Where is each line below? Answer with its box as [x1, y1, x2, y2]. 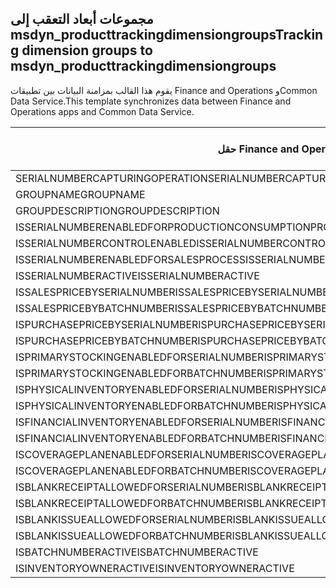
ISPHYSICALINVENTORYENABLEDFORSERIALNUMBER [15, 382, 275, 396]
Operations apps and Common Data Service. [10, 105, 195, 117]
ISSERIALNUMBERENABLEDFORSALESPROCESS [15, 252, 247, 266]
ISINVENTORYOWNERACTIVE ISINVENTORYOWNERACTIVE [15, 561, 295, 575]
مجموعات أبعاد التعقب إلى [10, 11, 154, 28]
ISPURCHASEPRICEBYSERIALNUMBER [15, 317, 199, 331]
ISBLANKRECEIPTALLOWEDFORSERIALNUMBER [15, 480, 245, 494]
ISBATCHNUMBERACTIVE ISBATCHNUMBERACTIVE [15, 545, 259, 559]
